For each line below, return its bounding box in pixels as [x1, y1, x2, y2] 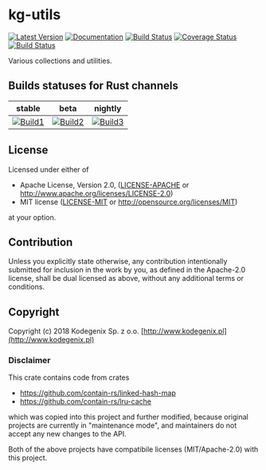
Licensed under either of [8, 164, 89, 174]
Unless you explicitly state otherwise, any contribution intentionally [8, 257, 228, 267]
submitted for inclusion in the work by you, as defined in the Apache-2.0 [8, 265, 245, 274]
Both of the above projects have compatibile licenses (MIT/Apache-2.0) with [8, 444, 259, 454]
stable [15, 102, 41, 113]
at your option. [8, 212, 57, 222]
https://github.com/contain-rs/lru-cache [19, 397, 151, 406]
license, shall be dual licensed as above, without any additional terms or [8, 274, 244, 283]
